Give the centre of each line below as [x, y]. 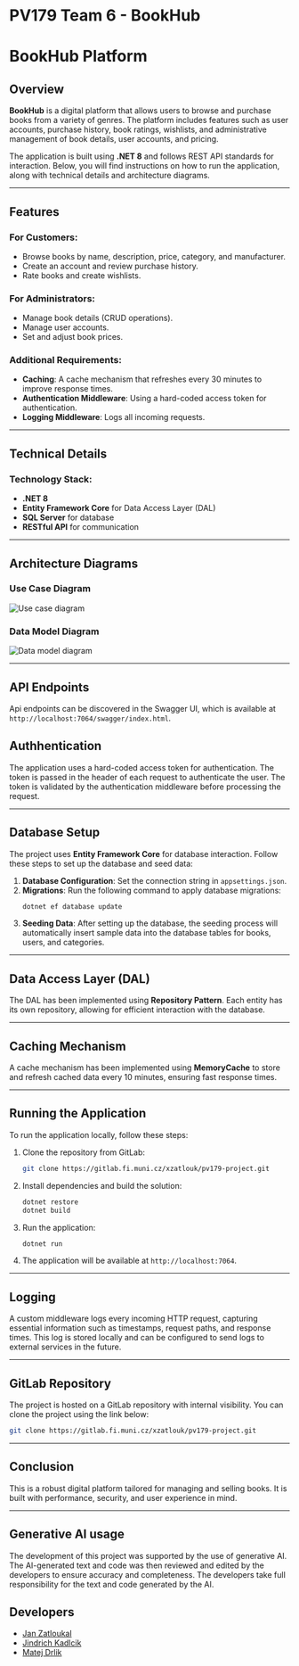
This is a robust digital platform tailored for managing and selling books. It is [148, 1488]
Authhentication [56, 746]
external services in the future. [65, 1347]
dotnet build [46, 1210]
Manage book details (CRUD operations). [97, 318]
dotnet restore [50, 1202]
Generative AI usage [67, 1534]
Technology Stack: [51, 479]
